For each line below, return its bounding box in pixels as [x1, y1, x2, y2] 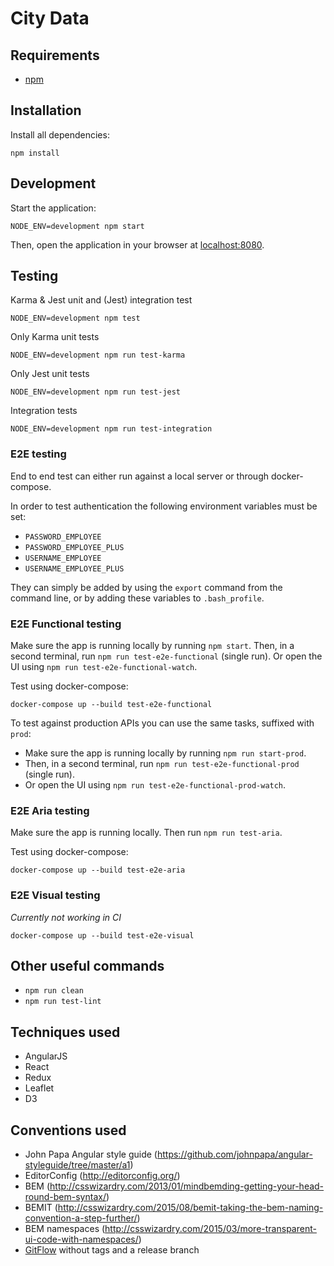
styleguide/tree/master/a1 [24, 1159, 131, 1171]
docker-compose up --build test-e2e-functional [10, 700, 213, 710]
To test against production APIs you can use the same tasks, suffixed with [10, 717, 315, 729]
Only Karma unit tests [10, 331, 100, 343]
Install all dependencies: [10, 128, 110, 141]
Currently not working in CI [10, 911, 122, 923]
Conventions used [10, 1122, 127, 1139]
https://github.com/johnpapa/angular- [156, 1148, 313, 1161]
